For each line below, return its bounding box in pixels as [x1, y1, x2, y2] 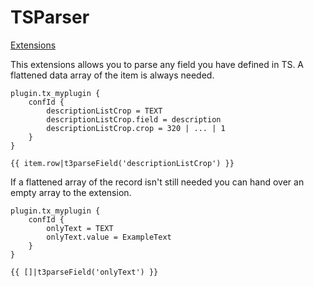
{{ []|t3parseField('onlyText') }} [10, 267, 159, 277]
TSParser [10, 6, 90, 29]
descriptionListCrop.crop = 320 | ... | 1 [46, 123, 226, 133]
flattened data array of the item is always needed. [10, 69, 215, 81]
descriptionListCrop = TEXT [46, 106, 163, 116]
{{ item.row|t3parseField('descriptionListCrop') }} [10, 158, 235, 168]
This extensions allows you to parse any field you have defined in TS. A [10, 58, 305, 70]
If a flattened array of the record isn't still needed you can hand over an [10, 176, 305, 188]
